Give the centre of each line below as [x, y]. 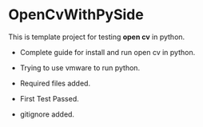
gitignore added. [47, 114]
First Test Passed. [49, 98]
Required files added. [55, 83]
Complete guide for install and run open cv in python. [107, 52]
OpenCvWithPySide [76, 15]
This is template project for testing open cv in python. [97, 37]
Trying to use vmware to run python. [80, 67]
